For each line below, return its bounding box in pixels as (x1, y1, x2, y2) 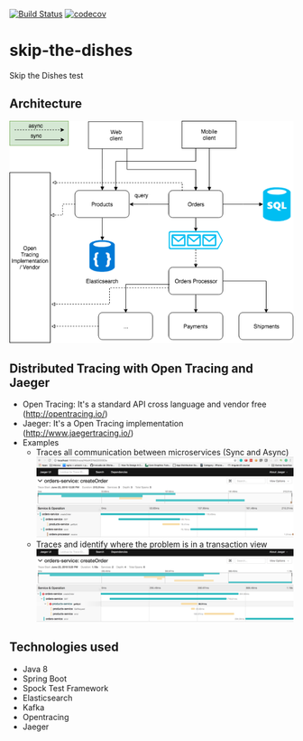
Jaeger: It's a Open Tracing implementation (22, 417, 184, 428)
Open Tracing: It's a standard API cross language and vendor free (22, 399, 267, 409)
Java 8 (22, 663, 48, 674)
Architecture (9, 96, 83, 112)
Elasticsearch (22, 692, 73, 703)
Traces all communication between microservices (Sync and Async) (35, 446, 289, 457)
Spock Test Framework (22, 682, 109, 693)
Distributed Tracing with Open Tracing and (9, 361, 254, 376)
